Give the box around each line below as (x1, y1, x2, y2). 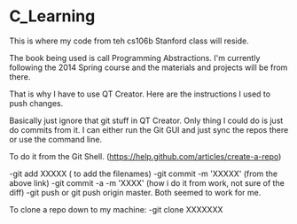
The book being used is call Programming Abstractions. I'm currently (9, 52, 261, 63)
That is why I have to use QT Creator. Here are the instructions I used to (9, 89, 271, 99)
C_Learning (9, 6, 96, 27)
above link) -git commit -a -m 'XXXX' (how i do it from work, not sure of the (9, 177, 285, 188)
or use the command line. (9, 134, 103, 144)
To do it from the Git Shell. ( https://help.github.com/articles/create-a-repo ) (9, 151, 282, 161)
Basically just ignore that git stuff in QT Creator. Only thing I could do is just (9, 115, 284, 126)
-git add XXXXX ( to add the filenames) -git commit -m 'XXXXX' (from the (9, 168, 277, 179)
